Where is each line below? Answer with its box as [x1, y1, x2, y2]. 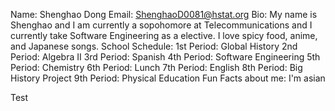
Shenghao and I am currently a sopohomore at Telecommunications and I [10, 19, 313, 31]
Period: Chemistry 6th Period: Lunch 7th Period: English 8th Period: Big [10, 62, 303, 73]
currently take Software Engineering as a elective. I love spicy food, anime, [10, 30, 318, 41]
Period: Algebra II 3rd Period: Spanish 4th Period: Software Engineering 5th [10, 51, 321, 63]
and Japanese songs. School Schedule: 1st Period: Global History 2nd [10, 40, 298, 52]
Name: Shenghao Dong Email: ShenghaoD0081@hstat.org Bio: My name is [10, 9, 318, 20]
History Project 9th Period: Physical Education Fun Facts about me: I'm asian [10, 72, 326, 84]
